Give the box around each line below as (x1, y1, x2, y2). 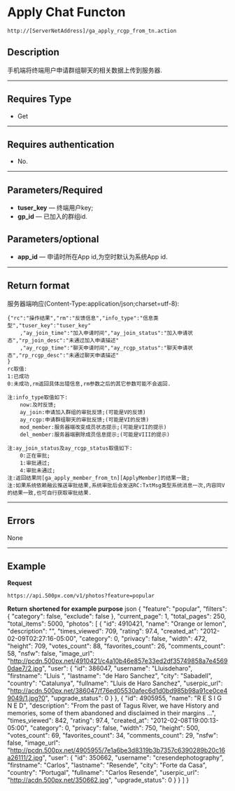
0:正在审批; (20, 452, 50, 459)
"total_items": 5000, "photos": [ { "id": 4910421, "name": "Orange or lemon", (7, 619, 227, 628)
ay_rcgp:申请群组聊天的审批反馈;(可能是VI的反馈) (20, 416, 149, 423)
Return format (7, 280, 70, 291)
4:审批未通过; (20, 467, 56, 474)
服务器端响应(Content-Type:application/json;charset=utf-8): (7, 299, 180, 308)
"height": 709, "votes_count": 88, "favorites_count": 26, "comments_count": (7, 642, 226, 650)
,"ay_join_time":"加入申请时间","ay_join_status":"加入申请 (20, 329, 188, 336)
